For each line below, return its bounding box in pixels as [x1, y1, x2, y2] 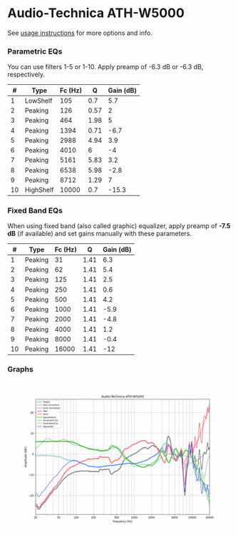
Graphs [7, 364, 33, 374]
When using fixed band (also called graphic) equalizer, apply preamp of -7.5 [7, 222, 231, 230]
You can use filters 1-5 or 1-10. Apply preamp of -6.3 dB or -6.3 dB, [7, 63, 204, 71]
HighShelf [24, 185, 54, 194]
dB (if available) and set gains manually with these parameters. [7, 230, 192, 238]
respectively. [7, 70, 45, 79]
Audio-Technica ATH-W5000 [7, 5, 185, 21]
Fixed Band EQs [7, 205, 63, 215]
